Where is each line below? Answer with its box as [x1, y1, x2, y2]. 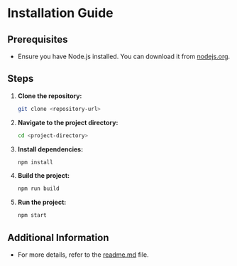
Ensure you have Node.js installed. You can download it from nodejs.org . [17, 52, 231, 60]
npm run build [17, 185, 60, 193]
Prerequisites [7, 33, 68, 46]
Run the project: [17, 198, 67, 207]
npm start [17, 212, 48, 219]
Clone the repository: [17, 91, 82, 100]
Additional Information [7, 231, 109, 243]
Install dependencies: [17, 144, 84, 154]
